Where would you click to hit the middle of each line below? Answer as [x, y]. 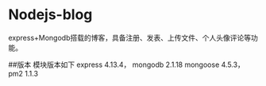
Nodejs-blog [50, 15]
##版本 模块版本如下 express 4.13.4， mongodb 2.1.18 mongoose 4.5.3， [126, 64]
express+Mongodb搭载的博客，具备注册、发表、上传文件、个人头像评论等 [130, 37]
